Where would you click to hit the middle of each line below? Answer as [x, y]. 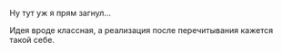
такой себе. [32, 40]
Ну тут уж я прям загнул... [60, 13]
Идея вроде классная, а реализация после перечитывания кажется [141, 30]
